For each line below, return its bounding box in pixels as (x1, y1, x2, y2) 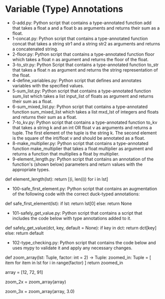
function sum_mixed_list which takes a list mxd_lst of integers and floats (12, 109, 159, 114)
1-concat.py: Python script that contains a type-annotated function (12, 36, 148, 41)
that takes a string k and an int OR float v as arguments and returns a (12, 124, 152, 130)
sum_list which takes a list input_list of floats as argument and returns (12, 93, 154, 99)
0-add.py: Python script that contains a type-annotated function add (12, 20, 152, 26)
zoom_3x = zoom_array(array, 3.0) (5, 288, 75, 294)
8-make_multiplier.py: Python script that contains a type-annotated (12, 140, 149, 146)
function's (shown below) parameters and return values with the (12, 161, 143, 167)
